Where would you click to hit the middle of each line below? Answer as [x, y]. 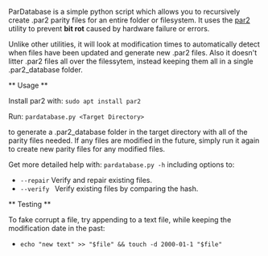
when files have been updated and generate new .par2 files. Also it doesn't [133, 53]
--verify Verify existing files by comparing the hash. [109, 189]
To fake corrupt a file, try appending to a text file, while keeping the [120, 219]
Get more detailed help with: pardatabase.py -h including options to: [122, 165]
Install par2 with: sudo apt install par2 [74, 101]
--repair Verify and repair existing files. [86, 180]
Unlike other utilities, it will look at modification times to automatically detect [134, 44]
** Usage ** [28, 85]
